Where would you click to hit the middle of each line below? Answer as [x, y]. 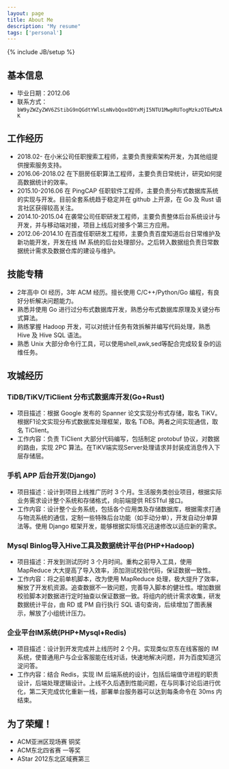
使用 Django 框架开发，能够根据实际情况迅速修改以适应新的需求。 [128, 526]
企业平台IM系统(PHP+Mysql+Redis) [67, 633]
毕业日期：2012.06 [43, 93]
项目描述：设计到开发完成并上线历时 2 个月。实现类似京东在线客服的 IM [118, 649]
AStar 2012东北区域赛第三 [53, 759]
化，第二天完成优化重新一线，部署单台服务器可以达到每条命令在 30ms [116, 692]
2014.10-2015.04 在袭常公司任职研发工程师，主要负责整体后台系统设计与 [119, 216]
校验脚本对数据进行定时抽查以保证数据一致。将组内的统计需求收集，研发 [119, 596]
